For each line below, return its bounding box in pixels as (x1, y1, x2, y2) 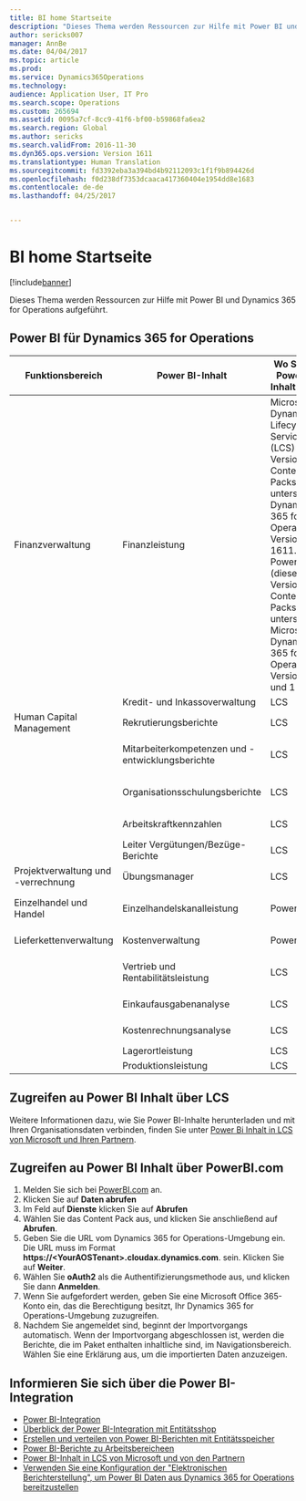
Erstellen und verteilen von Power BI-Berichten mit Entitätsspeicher (22, 1434, 275, 1444)
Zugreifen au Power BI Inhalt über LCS (9, 1091, 229, 1106)
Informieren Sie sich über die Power (9, 1375, 217, 1391)
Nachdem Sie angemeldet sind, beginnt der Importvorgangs (22, 1320, 249, 1331)
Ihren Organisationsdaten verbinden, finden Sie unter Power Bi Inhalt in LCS (9, 1123, 293, 1135)
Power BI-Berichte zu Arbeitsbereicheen (22, 1443, 175, 1454)
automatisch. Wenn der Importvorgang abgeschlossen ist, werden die (22, 1330, 285, 1341)
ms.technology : (9, 81, 67, 90)
